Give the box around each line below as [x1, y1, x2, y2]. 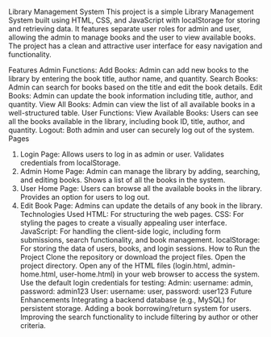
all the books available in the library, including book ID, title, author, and [8, 117, 245, 126]
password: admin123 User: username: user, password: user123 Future [19, 286, 252, 296]
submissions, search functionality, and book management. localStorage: [19, 235, 261, 244]
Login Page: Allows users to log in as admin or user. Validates [19, 149, 224, 159]
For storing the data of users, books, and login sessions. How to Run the [19, 243, 261, 253]
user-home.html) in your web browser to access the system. [59, 269, 261, 279]
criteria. [19, 321, 46, 330]
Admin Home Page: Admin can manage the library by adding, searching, [19, 167, 261, 176]
